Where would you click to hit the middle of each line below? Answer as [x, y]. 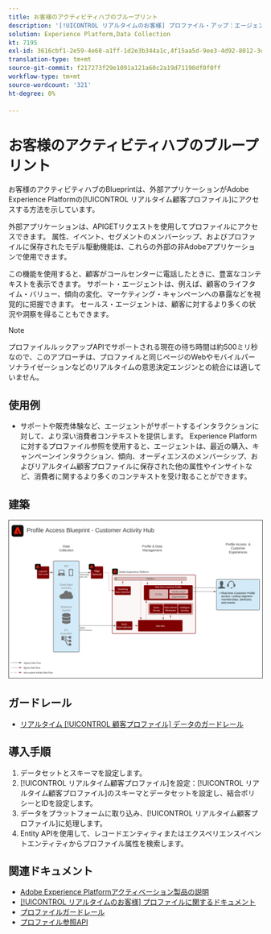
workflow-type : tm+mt [45, 77]
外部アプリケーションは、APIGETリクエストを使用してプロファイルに [123, 226]
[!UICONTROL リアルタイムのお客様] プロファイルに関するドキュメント [138, 902]
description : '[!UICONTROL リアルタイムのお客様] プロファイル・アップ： [121, 25]
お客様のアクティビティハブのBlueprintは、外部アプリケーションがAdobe [129, 189]
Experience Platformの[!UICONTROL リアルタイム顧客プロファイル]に [123, 199]
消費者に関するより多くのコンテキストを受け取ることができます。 [143, 476]
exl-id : [21, 51]
